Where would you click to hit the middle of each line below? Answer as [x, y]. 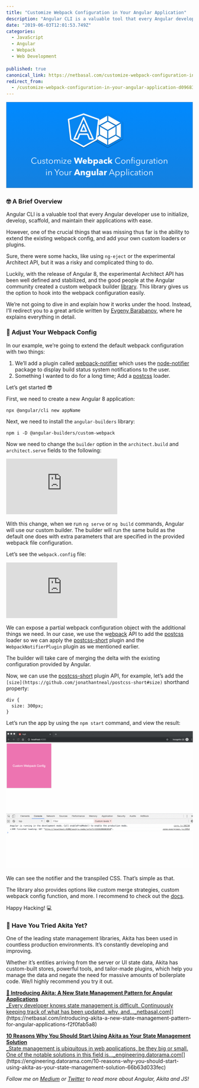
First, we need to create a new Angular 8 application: [70, 399]
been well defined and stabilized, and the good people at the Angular [90, 280]
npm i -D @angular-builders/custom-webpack [61, 433]
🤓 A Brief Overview [34, 201]
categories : [21, 31]
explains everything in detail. [41, 317]
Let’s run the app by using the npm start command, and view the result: [93, 723]
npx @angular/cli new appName [44, 410]
